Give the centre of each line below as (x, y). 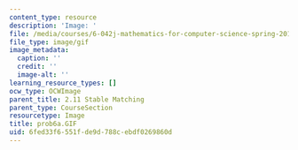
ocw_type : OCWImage (45, 91)
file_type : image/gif (49, 42)
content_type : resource (53, 17)
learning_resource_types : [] (63, 83)
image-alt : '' (43, 75)
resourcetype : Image (47, 116)
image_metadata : (39, 50)
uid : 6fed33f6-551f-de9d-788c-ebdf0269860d (91, 132)
